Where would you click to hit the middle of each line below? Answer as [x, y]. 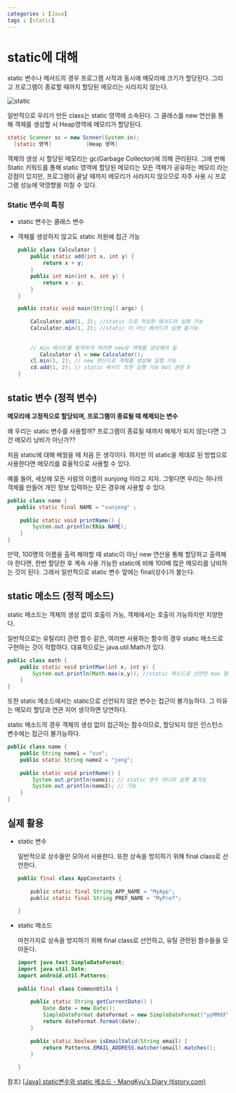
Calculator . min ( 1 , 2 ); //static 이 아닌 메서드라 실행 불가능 [114, 328]
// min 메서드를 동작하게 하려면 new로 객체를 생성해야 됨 [104, 348]
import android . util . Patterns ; [63, 975]
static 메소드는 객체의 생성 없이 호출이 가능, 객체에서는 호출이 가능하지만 [106, 614]
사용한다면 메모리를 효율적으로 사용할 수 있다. [69, 463]
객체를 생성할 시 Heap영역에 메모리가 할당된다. [78, 125]
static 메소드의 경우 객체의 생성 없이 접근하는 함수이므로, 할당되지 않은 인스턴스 [115, 725]
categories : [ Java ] [38, 14]
